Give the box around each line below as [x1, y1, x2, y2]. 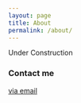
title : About [8, 19, 52, 27]
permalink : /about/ [8, 26, 73, 34]
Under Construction [8, 48, 73, 58]
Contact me [8, 68, 55, 79]
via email [8, 86, 38, 95]
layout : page [8, 11, 52, 20]
